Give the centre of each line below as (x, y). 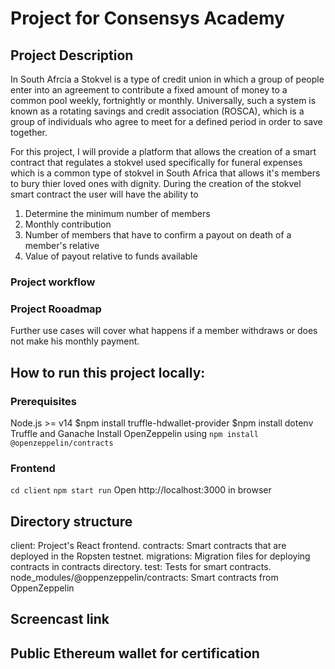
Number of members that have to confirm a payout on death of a (158, 235)
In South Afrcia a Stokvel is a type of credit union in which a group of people (167, 79)
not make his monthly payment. (75, 341)
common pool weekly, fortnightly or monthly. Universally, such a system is (163, 100)
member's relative (62, 245)
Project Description (72, 55)
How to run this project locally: (108, 372)
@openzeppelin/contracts (62, 443)
